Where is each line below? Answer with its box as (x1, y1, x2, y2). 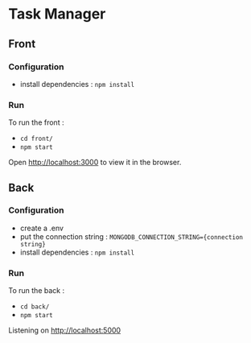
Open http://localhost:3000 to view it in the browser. (8, 158, 182, 167)
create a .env (19, 223, 64, 233)
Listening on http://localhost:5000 (8, 325, 121, 335)
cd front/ (19, 134, 54, 143)
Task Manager (8, 5, 106, 23)
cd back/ (19, 303, 50, 311)
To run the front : (8, 118, 64, 127)
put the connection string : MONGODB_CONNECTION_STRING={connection (19, 231, 244, 242)
